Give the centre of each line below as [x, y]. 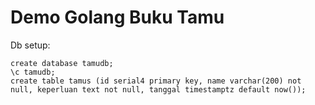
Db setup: [30, 45]
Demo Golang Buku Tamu [117, 17]
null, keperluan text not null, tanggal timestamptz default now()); [158, 89]
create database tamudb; [62, 63]
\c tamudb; [33, 72]
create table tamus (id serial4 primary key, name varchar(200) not [156, 81]
